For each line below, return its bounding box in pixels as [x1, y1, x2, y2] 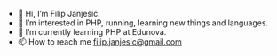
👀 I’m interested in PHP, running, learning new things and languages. [17, 17, 269, 28]
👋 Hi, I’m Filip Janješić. [17, 9, 100, 18]
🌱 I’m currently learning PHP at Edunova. [17, 27, 167, 37]
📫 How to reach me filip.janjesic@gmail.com [17, 37, 182, 47]
